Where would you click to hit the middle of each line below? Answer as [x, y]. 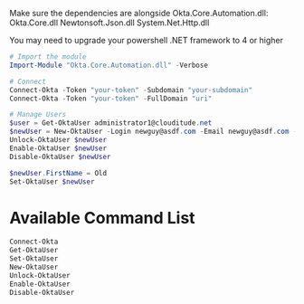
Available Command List [103, 218]
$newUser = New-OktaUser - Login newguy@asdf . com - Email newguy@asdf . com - [153, 132]
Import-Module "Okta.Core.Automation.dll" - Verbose [109, 65]
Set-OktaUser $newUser [52, 181]
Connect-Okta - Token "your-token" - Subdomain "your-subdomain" [131, 90]
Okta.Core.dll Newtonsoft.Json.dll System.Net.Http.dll [109, 23]
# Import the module [48, 57]
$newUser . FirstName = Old [58, 173]
